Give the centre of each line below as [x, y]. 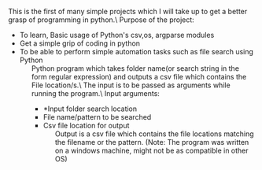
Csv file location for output [86, 126]
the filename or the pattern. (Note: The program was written [152, 142]
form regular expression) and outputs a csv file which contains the [139, 77]
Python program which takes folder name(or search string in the [135, 68]
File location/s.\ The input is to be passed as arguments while [131, 85]
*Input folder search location [90, 109]
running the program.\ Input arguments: [95, 93]
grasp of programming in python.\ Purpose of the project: [101, 20]
